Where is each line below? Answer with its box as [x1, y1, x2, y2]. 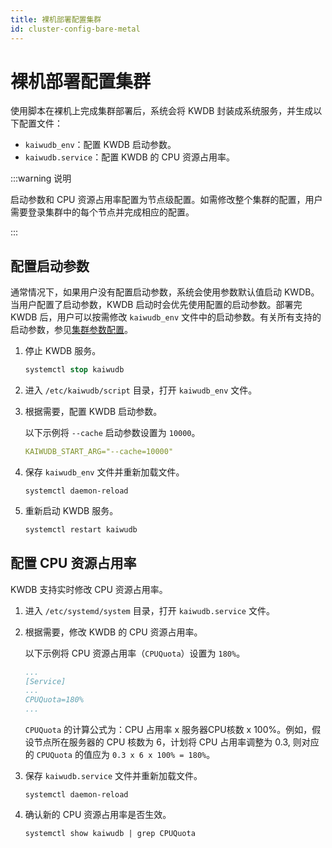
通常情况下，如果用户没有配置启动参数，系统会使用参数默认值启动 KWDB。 [10, 286, 320, 298]
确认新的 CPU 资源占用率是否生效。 [24, 809, 172, 821]
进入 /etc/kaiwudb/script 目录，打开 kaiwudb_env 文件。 [24, 384, 258, 396]
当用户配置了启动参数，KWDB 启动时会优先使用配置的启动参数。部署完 [10, 299, 303, 311]
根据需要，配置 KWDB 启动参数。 [24, 406, 163, 418]
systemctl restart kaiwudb [24, 525, 138, 535]
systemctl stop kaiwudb [24, 365, 125, 375]
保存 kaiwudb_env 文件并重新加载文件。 [24, 466, 185, 478]
